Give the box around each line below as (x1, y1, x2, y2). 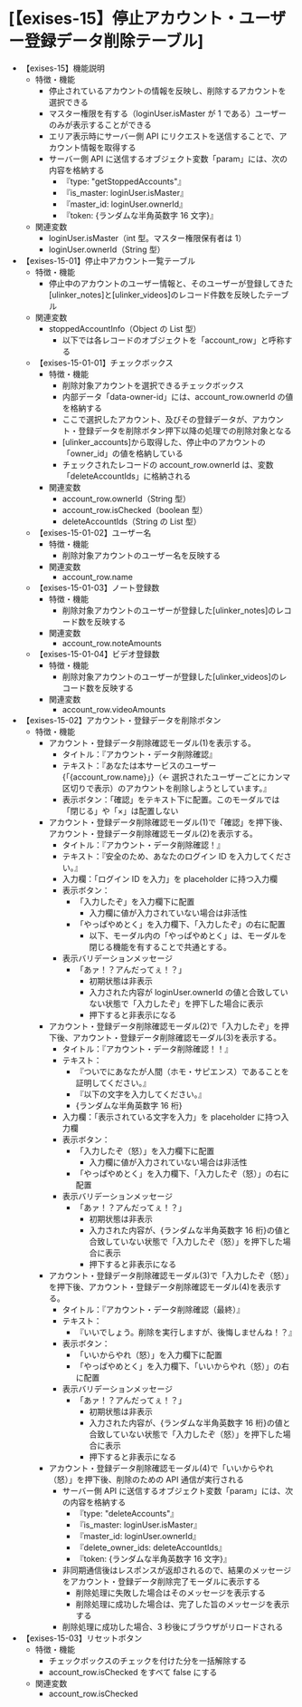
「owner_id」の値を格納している (61, 448, 184, 459)
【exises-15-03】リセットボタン (21, 1633, 142, 1644)
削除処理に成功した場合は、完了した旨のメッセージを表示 (75, 1598, 290, 1609)
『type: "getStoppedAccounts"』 (61, 176, 186, 187)
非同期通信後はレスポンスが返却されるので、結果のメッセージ (61, 1565, 292, 1576)
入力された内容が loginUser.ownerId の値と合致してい (89, 986, 288, 997)
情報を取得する (80, 141, 137, 152)
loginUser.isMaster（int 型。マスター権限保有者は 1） (48, 232, 247, 243)
